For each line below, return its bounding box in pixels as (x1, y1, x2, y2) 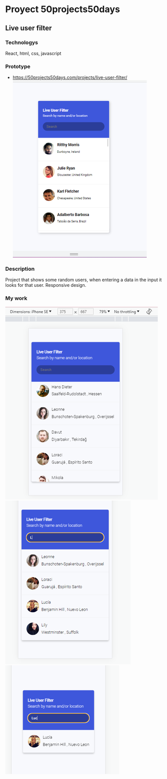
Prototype (5, 63, 31, 70)
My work (5, 295, 28, 302)
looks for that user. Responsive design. (5, 282, 87, 288)
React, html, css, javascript (5, 50, 62, 56)
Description (5, 266, 35, 273)
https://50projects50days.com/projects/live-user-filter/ (12, 74, 128, 80)
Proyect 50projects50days (5, 4, 120, 15)
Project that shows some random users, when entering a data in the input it (5, 277, 162, 283)
